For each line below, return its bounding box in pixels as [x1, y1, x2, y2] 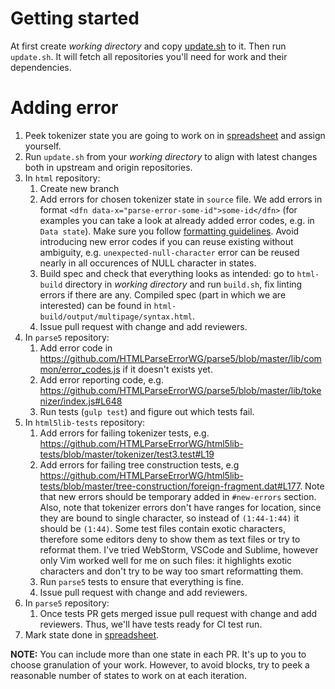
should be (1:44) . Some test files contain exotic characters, [39, 522, 286, 534]
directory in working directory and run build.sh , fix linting [64, 278, 303, 290]
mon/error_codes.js [39, 363, 121, 375]
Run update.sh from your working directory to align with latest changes [24, 150, 318, 162]
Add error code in [39, 342, 113, 354]
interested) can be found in [39, 299, 152, 311]
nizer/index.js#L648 [39, 395, 123, 407]
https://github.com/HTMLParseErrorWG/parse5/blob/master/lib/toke [39, 384, 322, 396]
